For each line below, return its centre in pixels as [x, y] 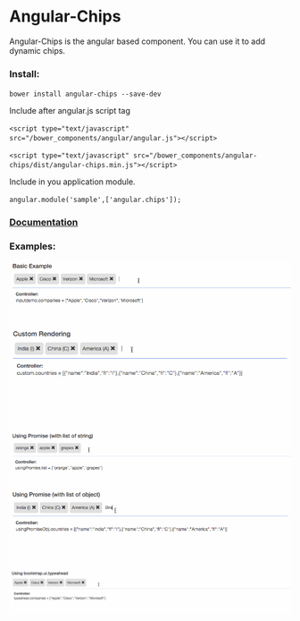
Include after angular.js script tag [70, 111]
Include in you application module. [72, 182]
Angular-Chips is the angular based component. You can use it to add [137, 41]
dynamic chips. [37, 50]
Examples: [33, 246]
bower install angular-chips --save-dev [86, 94]
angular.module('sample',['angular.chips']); [95, 200]
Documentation [44, 223]
